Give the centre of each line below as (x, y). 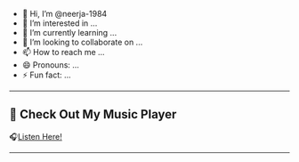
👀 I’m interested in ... (60, 23)
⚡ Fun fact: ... (46, 75)
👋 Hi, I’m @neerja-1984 (65, 14)
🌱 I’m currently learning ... (69, 32)
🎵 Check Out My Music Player (93, 114)
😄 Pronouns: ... (51, 65)
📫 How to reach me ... (63, 52)
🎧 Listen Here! (36, 136)
